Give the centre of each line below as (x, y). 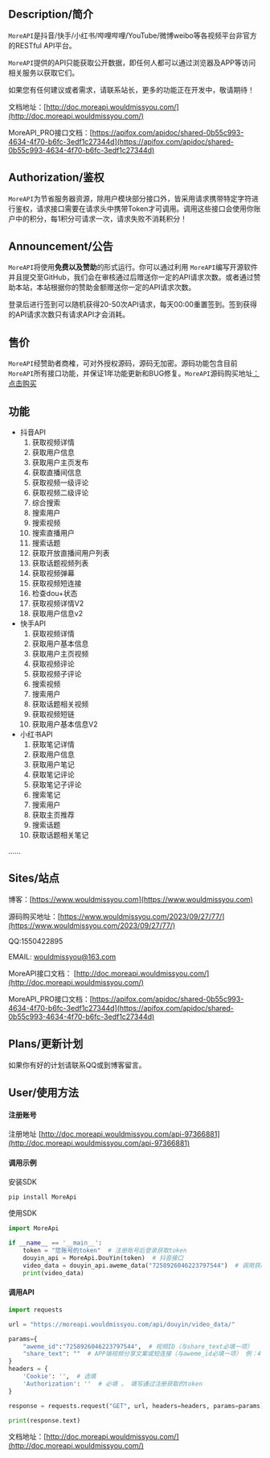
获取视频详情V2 (58, 603)
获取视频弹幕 (53, 574)
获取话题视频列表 (60, 563)
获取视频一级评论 (60, 483)
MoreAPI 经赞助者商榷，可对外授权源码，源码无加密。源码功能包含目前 (123, 363)
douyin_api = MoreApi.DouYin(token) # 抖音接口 (103, 1258)
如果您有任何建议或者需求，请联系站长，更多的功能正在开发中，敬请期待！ (131, 89)
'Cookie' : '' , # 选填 (59, 1377)
